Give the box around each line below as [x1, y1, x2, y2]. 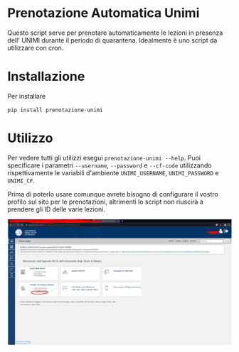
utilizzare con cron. [7, 43, 64, 52]
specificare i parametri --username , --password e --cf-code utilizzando [7, 161, 212, 170]
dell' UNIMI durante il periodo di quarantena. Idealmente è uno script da [7, 35, 218, 44]
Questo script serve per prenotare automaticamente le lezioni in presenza [7, 28, 223, 37]
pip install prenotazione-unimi [7, 106, 103, 114]
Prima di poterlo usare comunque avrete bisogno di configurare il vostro [7, 189, 218, 198]
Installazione [7, 69, 85, 84]
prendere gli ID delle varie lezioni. [7, 204, 105, 214]
